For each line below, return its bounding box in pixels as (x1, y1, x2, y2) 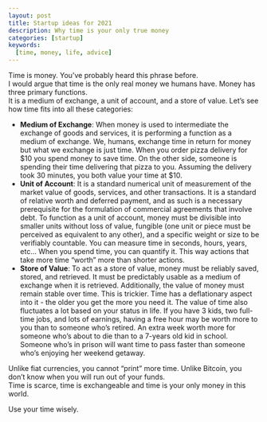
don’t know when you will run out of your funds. (8, 372, 166, 381)
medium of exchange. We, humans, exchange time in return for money (19, 137, 252, 146)
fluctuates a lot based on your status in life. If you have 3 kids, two (19, 306, 238, 315)
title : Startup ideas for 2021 (8, 19, 112, 27)
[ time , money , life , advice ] (15, 49, 112, 57)
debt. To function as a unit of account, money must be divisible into (19, 213, 241, 222)
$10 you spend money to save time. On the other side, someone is (19, 154, 238, 163)
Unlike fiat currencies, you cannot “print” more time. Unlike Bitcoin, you (8, 364, 242, 373)
